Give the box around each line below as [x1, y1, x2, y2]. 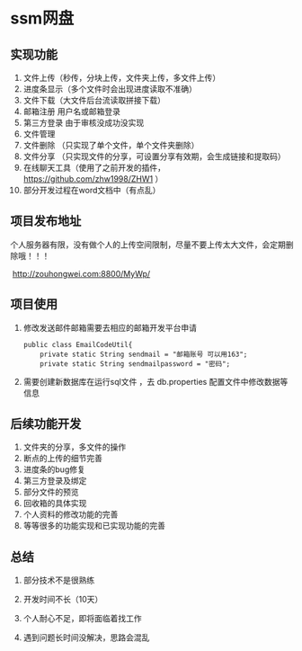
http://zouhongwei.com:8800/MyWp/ [12, 268, 151, 279]
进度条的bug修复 [22, 464, 86, 475]
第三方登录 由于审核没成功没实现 [22, 118, 145, 128]
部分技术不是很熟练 [22, 575, 95, 585]
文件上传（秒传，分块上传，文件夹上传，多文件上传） [22, 73, 221, 83]
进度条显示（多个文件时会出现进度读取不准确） [22, 84, 197, 94]
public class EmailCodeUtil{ [22, 340, 133, 349]
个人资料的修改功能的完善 [22, 509, 119, 520]
